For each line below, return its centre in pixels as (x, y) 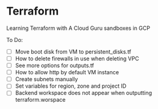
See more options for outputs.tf (55, 66)
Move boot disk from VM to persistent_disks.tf (73, 51)
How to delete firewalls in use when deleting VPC (77, 58)
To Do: (15, 40)
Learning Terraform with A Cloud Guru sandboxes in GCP (78, 28)
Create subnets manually (46, 79)
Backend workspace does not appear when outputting (84, 93)
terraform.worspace (40, 100)
